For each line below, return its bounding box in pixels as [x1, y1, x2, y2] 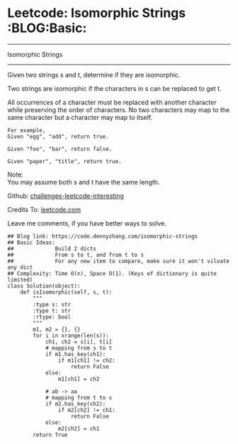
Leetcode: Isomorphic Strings [7, 5, 186, 21]
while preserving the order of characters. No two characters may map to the [7, 105, 230, 114]
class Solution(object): [7, 282, 81, 289]
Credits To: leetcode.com [7, 205, 81, 213]
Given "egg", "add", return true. [7, 133, 110, 140]
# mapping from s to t [45, 344, 113, 352]
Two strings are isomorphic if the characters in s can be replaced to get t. [7, 84, 222, 93]
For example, [7, 126, 46, 134]
